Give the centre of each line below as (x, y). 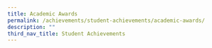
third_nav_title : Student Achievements (67, 34)
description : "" (31, 27)
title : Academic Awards (43, 14)
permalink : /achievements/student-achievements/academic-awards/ (106, 20)
